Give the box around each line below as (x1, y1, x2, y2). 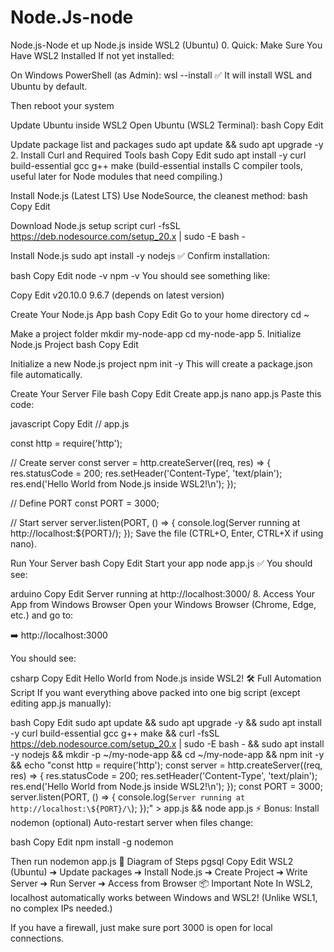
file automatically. (10, 368, 83, 380)
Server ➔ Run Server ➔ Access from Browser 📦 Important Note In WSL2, (10, 877, 313, 889)
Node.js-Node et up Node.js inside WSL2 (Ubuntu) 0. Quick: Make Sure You (10, 39, 323, 51)
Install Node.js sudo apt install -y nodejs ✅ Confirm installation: (10, 249, 271, 261)
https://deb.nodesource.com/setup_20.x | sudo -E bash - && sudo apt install (10, 737, 325, 750)
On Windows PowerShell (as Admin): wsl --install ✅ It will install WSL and (10, 69, 312, 81)
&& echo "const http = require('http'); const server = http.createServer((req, (10, 759, 323, 771)
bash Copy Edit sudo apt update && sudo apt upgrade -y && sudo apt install (10, 716, 322, 728)
